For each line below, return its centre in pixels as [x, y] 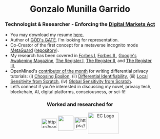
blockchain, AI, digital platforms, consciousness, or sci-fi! [68, 92]
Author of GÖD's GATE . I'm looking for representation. [64, 40]
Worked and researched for [80, 104]
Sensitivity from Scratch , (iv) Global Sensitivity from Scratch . [71, 81]
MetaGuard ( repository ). [34, 50]
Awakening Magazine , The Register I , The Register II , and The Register [81, 61]
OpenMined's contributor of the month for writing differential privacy [79, 71]
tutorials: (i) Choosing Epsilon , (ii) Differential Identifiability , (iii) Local [79, 76]
